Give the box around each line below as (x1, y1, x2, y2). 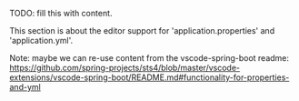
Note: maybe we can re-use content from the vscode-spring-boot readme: (9, 53, 289, 63)
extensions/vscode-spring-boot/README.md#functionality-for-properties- (9, 72, 290, 83)
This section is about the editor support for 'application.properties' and (9, 25, 275, 35)
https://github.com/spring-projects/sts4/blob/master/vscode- (9, 63, 241, 73)
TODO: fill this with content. (9, 8, 113, 18)
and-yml (9, 82, 41, 92)
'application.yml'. (9, 35, 74, 45)
